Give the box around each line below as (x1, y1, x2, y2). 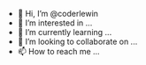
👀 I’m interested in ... (17, 18, 93, 28)
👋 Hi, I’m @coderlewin (17, 9, 99, 18)
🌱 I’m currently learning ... (17, 27, 112, 37)
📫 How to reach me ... (17, 47, 100, 56)
